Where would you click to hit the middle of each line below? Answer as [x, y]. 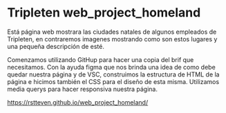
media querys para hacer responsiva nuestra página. [82, 89]
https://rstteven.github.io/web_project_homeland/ [78, 102]
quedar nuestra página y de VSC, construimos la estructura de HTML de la [113, 74]
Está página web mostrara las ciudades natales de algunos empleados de [112, 32]
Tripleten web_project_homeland [104, 13]
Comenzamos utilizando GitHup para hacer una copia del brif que [101, 59]
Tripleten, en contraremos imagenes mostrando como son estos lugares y [112, 39]
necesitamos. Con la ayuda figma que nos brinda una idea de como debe [111, 67]
